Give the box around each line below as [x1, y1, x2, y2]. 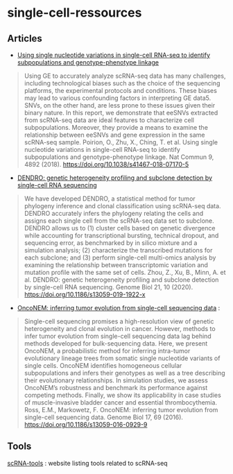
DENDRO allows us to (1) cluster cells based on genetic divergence [24, 224, 216, 232]
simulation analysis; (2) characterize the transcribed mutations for [24, 246, 213, 254]
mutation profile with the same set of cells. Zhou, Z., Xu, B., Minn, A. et [24, 269, 227, 276]
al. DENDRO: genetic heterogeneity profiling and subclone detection [24, 276, 219, 284]
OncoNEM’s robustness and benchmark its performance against [24, 384, 208, 391]
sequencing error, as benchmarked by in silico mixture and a [24, 239, 198, 247]
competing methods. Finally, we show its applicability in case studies [24, 391, 222, 399]
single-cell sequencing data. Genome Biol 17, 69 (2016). [24, 413, 184, 421]
